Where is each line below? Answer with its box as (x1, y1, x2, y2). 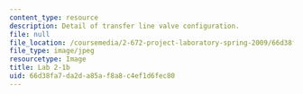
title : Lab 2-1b (9, 64, 70, 73)
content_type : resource (9, 13, 99, 22)
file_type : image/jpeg (9, 47, 95, 56)
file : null (9, 30, 50, 38)
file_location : (9, 38, 67, 47)
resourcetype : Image (9, 55, 87, 64)
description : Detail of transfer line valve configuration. (9, 21, 241, 30)
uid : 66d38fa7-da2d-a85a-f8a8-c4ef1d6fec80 (9, 72, 176, 81)
